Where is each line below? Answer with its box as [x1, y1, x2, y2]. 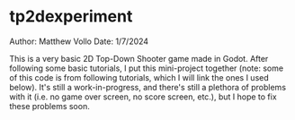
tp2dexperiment [9, 6, 133, 27]
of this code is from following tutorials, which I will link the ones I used [9, 72, 270, 82]
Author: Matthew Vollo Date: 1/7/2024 [9, 36, 149, 47]
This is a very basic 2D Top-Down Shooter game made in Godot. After [9, 53, 269, 64]
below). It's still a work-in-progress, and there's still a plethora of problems [9, 81, 286, 92]
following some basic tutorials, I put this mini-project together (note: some [9, 63, 284, 73]
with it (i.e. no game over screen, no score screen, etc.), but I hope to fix [9, 91, 277, 102]
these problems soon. [9, 100, 90, 111]
